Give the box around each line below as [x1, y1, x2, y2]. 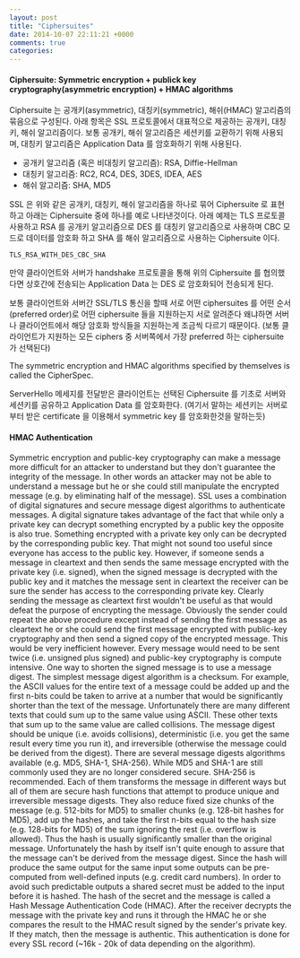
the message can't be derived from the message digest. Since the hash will [9, 852, 287, 863]
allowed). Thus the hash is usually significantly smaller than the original [9, 833, 272, 844]
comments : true [9, 38, 66, 48]
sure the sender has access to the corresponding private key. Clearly [9, 585, 264, 597]
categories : [9, 47, 54, 56]
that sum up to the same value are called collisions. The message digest [9, 718, 276, 729]
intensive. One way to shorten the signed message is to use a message [9, 661, 272, 673]
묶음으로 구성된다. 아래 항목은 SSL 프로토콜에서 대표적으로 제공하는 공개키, [9, 116, 270, 126]
